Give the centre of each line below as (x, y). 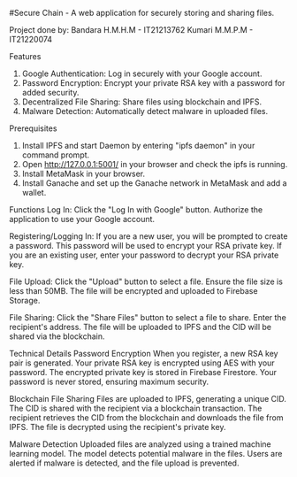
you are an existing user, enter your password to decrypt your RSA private (144, 255)
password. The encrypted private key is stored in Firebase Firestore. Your (143, 372)
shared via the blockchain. (57, 336)
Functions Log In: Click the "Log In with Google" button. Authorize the (136, 210)
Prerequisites (33, 128)
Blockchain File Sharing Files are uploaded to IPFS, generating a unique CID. (148, 399)
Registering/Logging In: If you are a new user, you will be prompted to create (148, 236)
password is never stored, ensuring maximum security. (109, 381)
